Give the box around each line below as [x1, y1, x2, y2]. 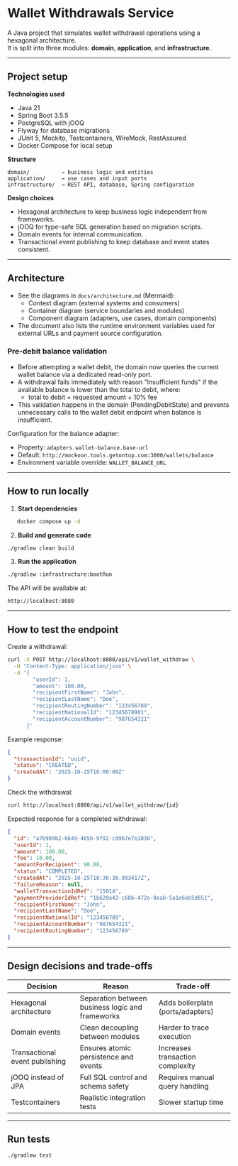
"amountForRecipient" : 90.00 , [13, 861, 103, 868]
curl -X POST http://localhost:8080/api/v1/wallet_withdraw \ [7, 656, 195, 663]
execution [158, 1031, 192, 1041]
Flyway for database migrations [17, 126, 110, 134]
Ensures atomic [79, 1042, 132, 1052]
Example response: [7, 735, 64, 743]
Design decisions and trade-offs [7, 960, 153, 972]
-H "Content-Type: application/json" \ [13, 663, 132, 670]
